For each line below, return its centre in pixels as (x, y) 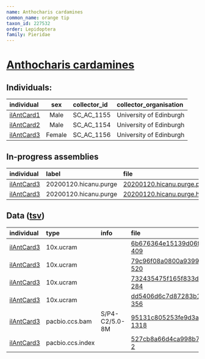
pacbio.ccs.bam (69, 321)
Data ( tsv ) (26, 216)
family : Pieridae (28, 35)
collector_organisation (150, 105)
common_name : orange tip (38, 18)
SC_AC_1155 (92, 115)
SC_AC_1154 (92, 125)
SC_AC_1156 (92, 135)
